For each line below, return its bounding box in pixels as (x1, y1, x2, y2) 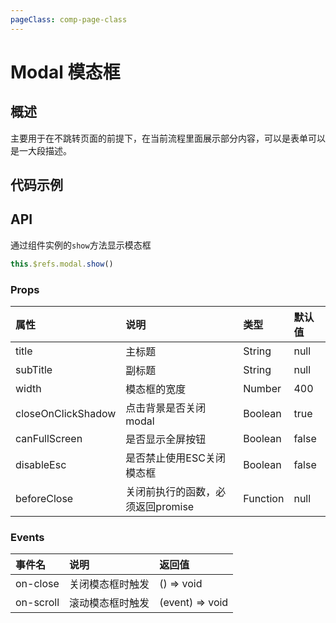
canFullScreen (15, 432, 83, 445)
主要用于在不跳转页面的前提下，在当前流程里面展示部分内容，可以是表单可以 (10, 132, 326, 144)
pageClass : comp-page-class (10, 14, 128, 25)
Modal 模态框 (10, 61, 121, 83)
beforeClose (15, 492, 74, 505)
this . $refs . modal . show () (10, 259, 114, 269)
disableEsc (15, 458, 67, 471)
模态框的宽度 (125, 382, 187, 396)
